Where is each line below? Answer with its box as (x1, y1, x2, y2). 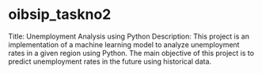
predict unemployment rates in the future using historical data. (8, 57, 212, 66)
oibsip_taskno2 (8, 6, 112, 24)
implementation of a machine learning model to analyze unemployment (8, 39, 240, 49)
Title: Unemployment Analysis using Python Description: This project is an (8, 31, 249, 41)
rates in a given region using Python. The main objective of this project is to (8, 48, 255, 57)
